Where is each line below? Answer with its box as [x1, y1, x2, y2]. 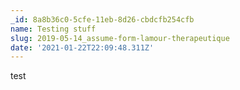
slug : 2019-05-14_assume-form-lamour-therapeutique [10, 33, 230, 43]
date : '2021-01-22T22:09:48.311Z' [10, 42, 155, 53]
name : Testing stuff [10, 24, 97, 34]
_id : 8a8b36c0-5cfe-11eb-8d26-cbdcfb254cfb [10, 14, 195, 25]
